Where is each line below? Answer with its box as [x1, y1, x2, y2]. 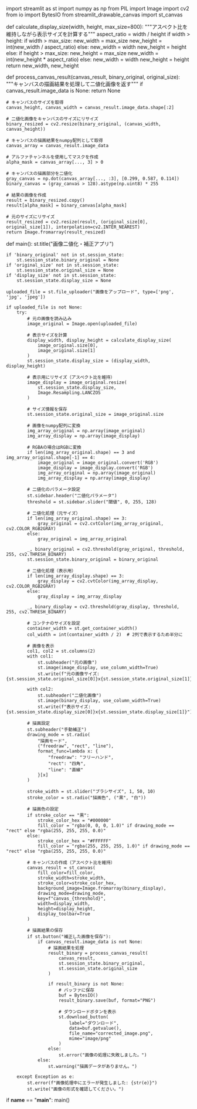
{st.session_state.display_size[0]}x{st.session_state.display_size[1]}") [6, 709, 193, 715]
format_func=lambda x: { [37, 748, 98, 754]
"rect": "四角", [47, 761, 86, 767]
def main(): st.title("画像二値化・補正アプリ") [6, 240, 114, 247]
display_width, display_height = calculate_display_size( [27, 337, 172, 343]
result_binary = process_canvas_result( [47, 950, 148, 956]
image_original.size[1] [37, 348, 96, 354]
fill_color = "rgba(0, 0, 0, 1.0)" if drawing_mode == [37, 823, 175, 829]
